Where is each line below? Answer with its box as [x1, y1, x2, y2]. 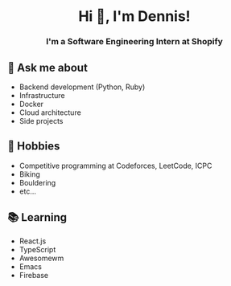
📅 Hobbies [7, 140, 60, 153]
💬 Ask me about [7, 60, 88, 75]
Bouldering [19, 178, 56, 187]
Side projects [19, 116, 64, 125]
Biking [19, 169, 41, 179]
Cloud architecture [19, 108, 81, 117]
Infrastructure [19, 90, 65, 100]
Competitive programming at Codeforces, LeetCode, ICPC [19, 161, 212, 170]
